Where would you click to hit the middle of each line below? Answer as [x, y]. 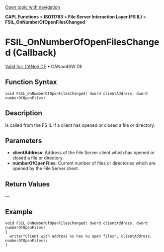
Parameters [24, 140]
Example [19, 211]
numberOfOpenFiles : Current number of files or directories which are [84, 163]
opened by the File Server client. [46, 168]
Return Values [28, 184]
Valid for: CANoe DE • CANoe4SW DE [44, 66]
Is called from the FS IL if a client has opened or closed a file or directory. [80, 125]
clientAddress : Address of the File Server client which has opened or [83, 153]
